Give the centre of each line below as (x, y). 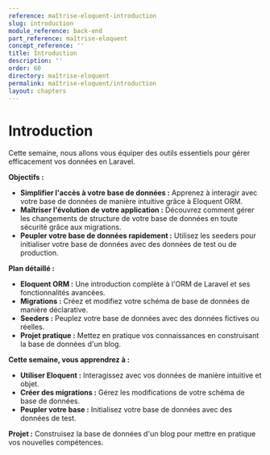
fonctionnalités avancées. (63, 293)
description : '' (35, 61)
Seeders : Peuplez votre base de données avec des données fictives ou (139, 319)
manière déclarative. (54, 310)
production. (39, 253)
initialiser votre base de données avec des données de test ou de (128, 244)
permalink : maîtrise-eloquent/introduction (83, 83)
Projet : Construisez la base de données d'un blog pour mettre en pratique (132, 434)
